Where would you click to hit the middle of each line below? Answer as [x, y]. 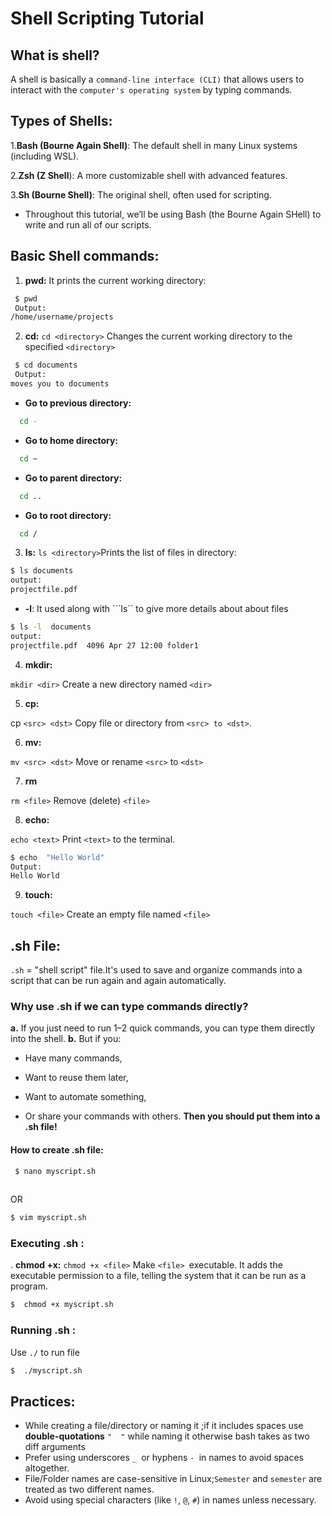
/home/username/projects [62, 317]
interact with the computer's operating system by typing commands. [151, 90]
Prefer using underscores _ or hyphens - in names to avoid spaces [164, 1458]
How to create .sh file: [57, 1149]
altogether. [47, 1468]
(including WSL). [45, 156]
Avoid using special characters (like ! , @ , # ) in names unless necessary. [170, 1500]
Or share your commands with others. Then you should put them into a [172, 1116]
